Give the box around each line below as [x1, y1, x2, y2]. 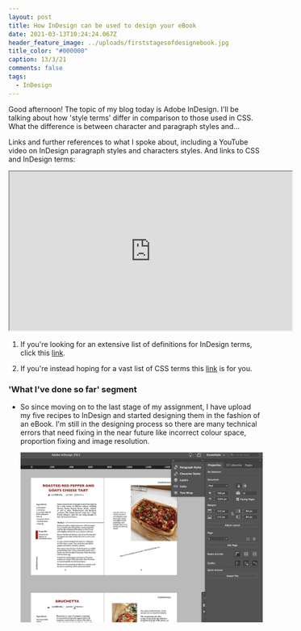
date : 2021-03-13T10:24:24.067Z [8, 30, 117, 38]
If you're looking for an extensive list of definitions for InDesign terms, [19, 339, 253, 349]
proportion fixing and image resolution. [19, 436, 150, 445]
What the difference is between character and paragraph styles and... [8, 121, 240, 131]
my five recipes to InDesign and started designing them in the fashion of [19, 410, 261, 420]
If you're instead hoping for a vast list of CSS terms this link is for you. [19, 363, 253, 373]
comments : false [8, 65, 63, 73]
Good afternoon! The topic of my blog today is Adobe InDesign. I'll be [8, 104, 240, 114]
